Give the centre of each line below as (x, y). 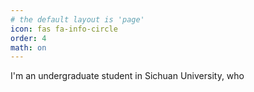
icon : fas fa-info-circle (64, 29)
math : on (28, 47)
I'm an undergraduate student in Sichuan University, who (127, 76)
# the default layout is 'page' (77, 19)
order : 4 (28, 38)
